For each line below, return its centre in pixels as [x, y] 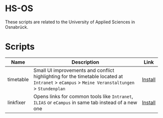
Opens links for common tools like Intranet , [83, 96]
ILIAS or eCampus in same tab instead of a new [85, 102]
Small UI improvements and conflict [74, 70]
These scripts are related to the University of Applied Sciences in [70, 22]
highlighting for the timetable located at [78, 76]
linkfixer [16, 102]
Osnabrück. [17, 27]
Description [85, 62]
